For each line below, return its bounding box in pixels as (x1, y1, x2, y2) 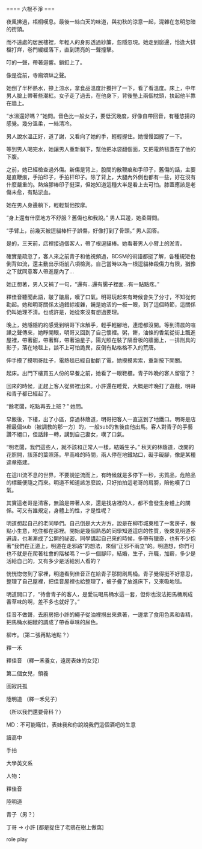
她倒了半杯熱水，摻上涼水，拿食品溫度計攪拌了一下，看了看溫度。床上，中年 (6, 84, 196, 92)
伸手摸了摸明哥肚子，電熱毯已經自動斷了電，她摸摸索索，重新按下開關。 (6, 357, 185, 364)
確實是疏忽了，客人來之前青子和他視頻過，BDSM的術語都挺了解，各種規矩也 (6, 253, 195, 259)
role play (6, 836, 28, 843)
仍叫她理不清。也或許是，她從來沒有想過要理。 (6, 308, 122, 316)
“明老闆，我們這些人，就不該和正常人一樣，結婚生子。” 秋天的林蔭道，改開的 (6, 444, 194, 451)
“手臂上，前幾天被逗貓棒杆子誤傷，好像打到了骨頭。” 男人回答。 (6, 227, 163, 234)
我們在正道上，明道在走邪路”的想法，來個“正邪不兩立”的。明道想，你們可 (14, 542, 195, 549)
